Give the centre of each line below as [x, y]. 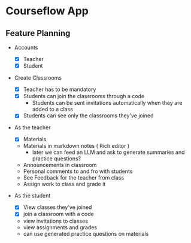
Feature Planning [38, 33]
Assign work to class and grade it [64, 184]
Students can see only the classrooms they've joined [88, 116]
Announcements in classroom [60, 165]
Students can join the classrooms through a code [84, 96]
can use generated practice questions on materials [86, 233]
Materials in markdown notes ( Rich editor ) [76, 146]
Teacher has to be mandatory [60, 89]
